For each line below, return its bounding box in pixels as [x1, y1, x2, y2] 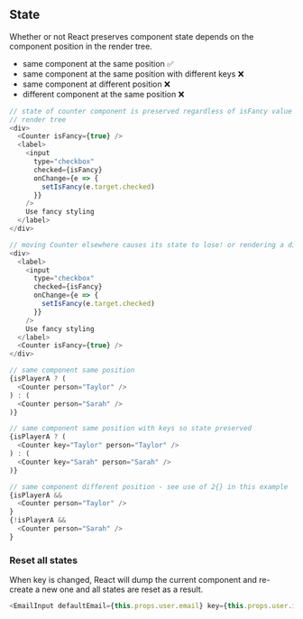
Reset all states [9, 554, 78, 567]
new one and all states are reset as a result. [41, 584, 204, 595]
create [9, 584, 33, 595]
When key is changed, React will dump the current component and [9, 575, 257, 586]
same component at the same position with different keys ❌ [22, 68, 244, 79]
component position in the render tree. [9, 41, 153, 51]
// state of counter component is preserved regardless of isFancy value [9, 106, 293, 115]
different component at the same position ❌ [22, 88, 185, 99]
